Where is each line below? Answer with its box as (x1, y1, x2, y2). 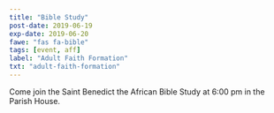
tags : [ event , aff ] (9, 46, 81, 55)
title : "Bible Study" (9, 12, 89, 22)
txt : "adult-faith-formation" (9, 63, 121, 72)
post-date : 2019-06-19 (9, 21, 93, 30)
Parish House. (9, 95, 60, 106)
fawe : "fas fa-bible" (9, 37, 89, 47)
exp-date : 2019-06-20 (9, 29, 89, 38)
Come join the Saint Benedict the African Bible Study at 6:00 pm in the (9, 86, 265, 97)
